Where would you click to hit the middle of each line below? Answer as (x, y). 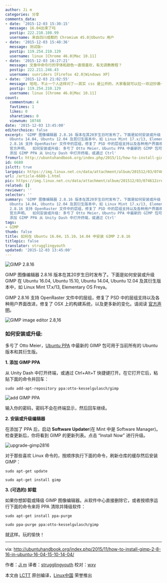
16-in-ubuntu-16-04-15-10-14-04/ (40, 555)
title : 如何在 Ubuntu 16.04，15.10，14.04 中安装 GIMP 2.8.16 (68, 236)
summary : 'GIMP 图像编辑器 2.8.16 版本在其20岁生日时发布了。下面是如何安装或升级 (83, 199)
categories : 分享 (22, 14)
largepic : (15, 172)
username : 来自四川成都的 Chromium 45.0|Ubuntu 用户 (62, 38)
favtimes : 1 (22, 107)
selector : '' (19, 194)
